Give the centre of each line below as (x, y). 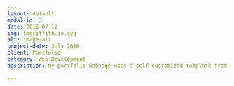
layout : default (31, 14)
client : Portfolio (34, 53)
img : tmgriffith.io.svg (42, 33)
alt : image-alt (29, 40)
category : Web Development (47, 59)
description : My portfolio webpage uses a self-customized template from (117, 66)
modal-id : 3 (25, 20)
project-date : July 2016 (43, 46)
